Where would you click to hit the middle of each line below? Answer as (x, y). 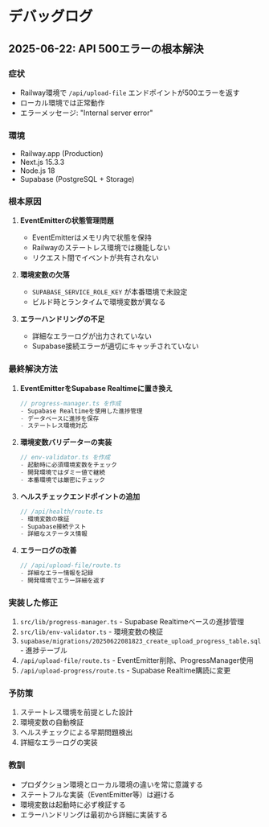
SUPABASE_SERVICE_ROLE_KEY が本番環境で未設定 (110, 292)
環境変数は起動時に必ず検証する (73, 804)
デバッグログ (51, 16)
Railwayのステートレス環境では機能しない (101, 248)
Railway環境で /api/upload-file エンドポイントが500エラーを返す (130, 93)
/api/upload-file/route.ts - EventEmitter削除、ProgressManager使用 (137, 660)
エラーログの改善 (48, 550)
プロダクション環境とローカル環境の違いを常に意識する (111, 784)
